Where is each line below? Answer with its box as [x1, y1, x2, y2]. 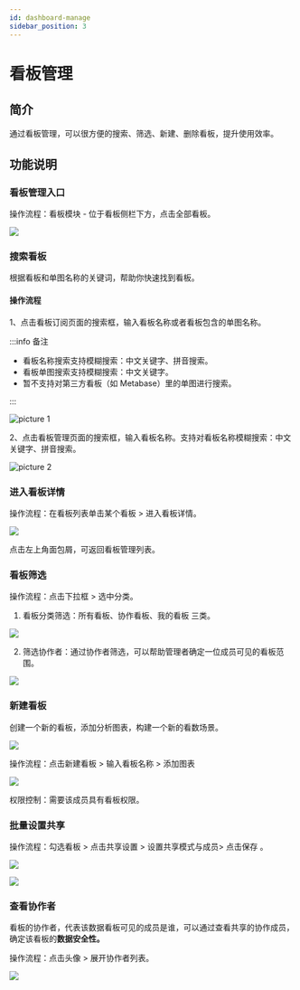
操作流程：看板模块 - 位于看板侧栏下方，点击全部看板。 [9, 209, 216, 220]
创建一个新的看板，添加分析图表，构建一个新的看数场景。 [9, 721, 223, 732]
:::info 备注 [9, 335, 49, 346]
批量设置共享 [9, 819, 66, 832]
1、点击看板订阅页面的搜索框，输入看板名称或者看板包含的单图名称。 [9, 316, 267, 327]
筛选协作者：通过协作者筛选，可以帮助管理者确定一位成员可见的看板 [22, 646, 277, 657]
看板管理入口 [9, 186, 66, 199]
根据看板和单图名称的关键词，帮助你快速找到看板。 [9, 272, 200, 283]
